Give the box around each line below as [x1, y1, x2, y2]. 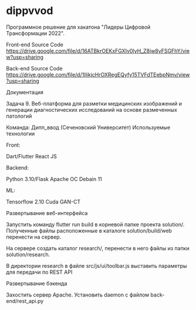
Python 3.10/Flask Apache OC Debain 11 [6, 175, 103, 182]
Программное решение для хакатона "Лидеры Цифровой [6, 23, 151, 30]
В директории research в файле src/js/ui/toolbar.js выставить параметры [6, 262, 187, 269]
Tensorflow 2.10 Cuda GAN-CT [6, 198, 81, 205]
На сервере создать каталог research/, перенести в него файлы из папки [6, 244, 190, 251]
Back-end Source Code [6, 64, 63, 71]
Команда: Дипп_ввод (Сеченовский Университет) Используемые [6, 124, 171, 131]
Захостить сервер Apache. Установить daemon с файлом [6, 291, 150, 298]
